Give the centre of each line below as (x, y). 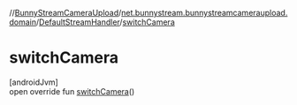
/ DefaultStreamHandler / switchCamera (105, 22)
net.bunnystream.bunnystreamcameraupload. (204, 13)
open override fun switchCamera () (72, 91)
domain (23, 22)
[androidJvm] (34, 82)
